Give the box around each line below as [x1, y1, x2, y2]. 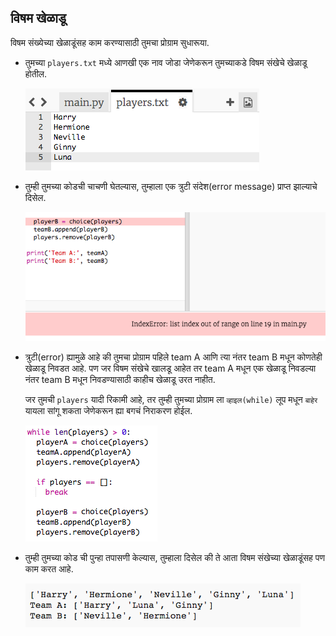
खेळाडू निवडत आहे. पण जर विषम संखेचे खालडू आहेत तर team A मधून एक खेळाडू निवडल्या [24, 362, 317, 374]
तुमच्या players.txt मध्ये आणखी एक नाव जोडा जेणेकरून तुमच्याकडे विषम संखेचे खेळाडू [24, 56, 308, 68]
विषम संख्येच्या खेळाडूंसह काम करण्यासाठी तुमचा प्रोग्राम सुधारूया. [10, 36, 210, 48]
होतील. [24, 67, 48, 80]
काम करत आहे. [24, 562, 74, 575]
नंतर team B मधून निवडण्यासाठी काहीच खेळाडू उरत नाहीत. [24, 373, 216, 385]
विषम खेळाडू [10, 10, 67, 27]
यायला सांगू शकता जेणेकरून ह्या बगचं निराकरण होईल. [24, 404, 193, 416]
